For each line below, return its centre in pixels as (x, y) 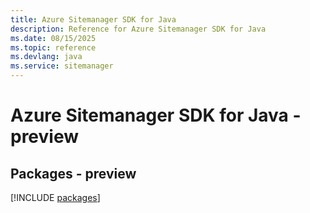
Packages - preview (73, 173)
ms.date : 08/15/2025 (53, 38)
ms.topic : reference (53, 47)
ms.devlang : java (46, 57)
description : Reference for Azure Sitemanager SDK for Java (138, 29)
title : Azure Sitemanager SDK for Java (93, 19)
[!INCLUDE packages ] (55, 197)
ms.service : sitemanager (62, 66)
